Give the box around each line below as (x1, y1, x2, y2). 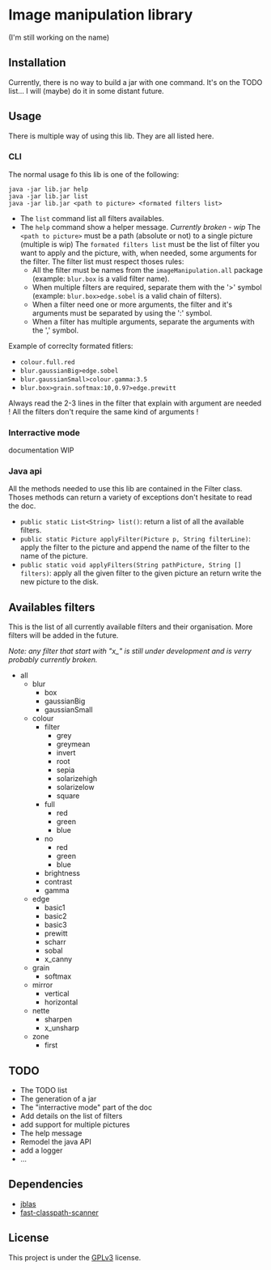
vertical (44, 989, 70, 999)
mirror (32, 980, 53, 990)
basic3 (44, 920, 67, 930)
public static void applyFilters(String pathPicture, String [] (19, 561, 242, 570)
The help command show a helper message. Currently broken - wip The (19, 222, 261, 231)
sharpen (44, 1014, 73, 1025)
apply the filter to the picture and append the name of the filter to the (19, 542, 250, 552)
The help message (19, 1128, 83, 1138)
